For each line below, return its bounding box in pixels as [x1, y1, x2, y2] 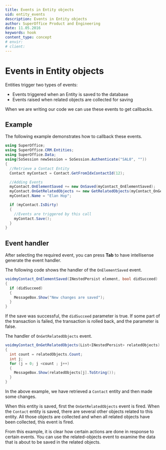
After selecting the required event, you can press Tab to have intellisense [5, 252, 154, 258]
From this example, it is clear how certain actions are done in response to [5, 429, 154, 435]
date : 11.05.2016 [5, 26, 41, 31]
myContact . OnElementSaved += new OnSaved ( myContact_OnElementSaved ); [9, 184, 156, 189]
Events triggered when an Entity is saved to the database [12, 91, 128, 97]
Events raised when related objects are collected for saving [12, 96, 133, 102]
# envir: [5, 40, 23, 45]
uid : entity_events [5, 12, 45, 17]
